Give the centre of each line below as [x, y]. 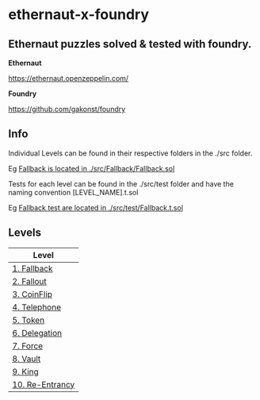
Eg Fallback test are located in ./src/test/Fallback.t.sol [96, 207]
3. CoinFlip [32, 294]
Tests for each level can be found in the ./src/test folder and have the [121, 183]
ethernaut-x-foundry [78, 15]
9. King [26, 371]
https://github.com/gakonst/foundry [67, 109]
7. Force [28, 345]
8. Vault [27, 359]
